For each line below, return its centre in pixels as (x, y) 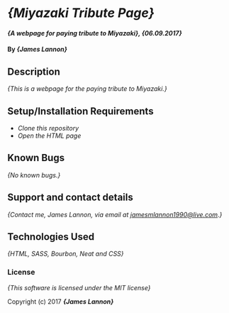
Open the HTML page (49, 136)
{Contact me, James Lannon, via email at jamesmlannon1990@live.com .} (115, 214)
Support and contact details (70, 198)
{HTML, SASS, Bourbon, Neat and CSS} (66, 254)
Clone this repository (48, 128)
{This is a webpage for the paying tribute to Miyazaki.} (88, 89)
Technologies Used (51, 237)
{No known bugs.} (34, 175)
